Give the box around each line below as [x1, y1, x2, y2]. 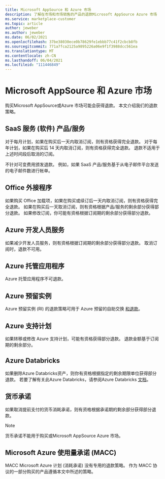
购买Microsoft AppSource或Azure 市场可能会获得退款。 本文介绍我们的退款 [5, 102, 158, 109]
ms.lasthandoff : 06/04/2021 [5, 58, 63, 63]
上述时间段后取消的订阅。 [5, 151, 57, 157]
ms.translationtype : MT [5, 48, 54, 53]
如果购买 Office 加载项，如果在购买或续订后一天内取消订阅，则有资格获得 [5, 197, 154, 203]
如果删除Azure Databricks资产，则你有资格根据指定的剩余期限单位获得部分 [5, 370, 157, 376]
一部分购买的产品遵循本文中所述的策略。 [13, 469, 96, 475]
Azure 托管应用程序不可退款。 [5, 276, 66, 282]
